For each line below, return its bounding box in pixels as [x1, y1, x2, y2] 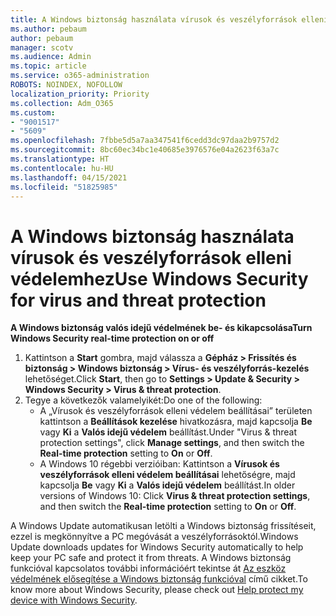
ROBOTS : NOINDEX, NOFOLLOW [10, 80, 123, 90]
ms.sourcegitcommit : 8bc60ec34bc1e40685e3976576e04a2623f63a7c [10, 145, 280, 155]
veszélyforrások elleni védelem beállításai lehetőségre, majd [39, 469, 296, 481]
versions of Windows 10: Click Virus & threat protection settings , [39, 490, 311, 502]
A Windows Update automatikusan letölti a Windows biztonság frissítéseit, [10, 520, 317, 532]
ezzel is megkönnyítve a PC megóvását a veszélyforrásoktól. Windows [10, 531, 299, 543]
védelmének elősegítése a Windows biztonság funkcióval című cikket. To [10, 573, 308, 585]
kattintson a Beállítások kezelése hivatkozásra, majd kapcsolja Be [39, 416, 313, 428]
